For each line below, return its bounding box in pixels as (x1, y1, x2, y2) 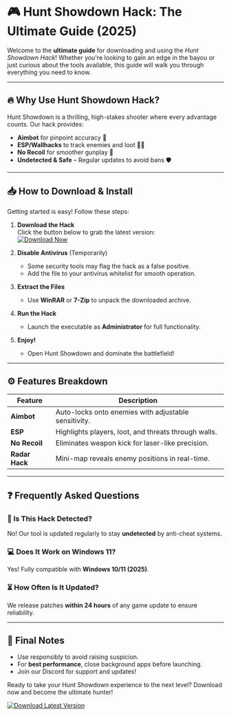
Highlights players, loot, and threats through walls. (55, 427, 217, 437)
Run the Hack (16, 309, 57, 317)
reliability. (7, 608, 34, 616)
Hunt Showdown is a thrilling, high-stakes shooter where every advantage (7, 113, 217, 121)
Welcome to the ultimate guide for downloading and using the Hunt (7, 46, 199, 54)
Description (118, 395, 158, 405)
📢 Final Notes (7, 635, 65, 647)
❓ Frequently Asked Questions (7, 490, 140, 501)
